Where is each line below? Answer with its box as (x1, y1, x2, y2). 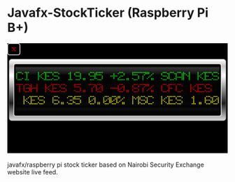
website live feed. (7, 167, 58, 176)
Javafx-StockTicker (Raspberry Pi (7, 5, 208, 21)
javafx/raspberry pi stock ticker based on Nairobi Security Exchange (7, 160, 204, 169)
